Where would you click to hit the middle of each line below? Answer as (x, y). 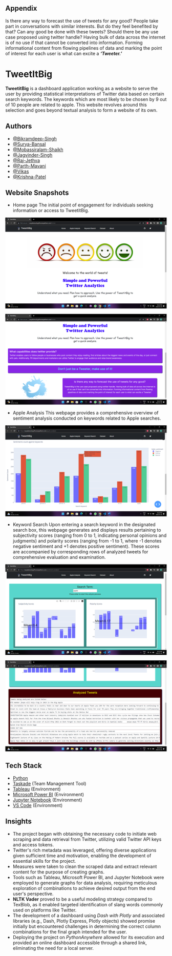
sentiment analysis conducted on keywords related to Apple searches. (87, 418)
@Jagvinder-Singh (33, 155)
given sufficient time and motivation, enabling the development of (82, 856)
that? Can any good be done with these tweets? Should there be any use (82, 32)
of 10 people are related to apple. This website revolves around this (76, 105)
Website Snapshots (37, 192)
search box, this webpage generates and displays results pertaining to (87, 530)
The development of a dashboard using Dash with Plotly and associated (89, 915)
